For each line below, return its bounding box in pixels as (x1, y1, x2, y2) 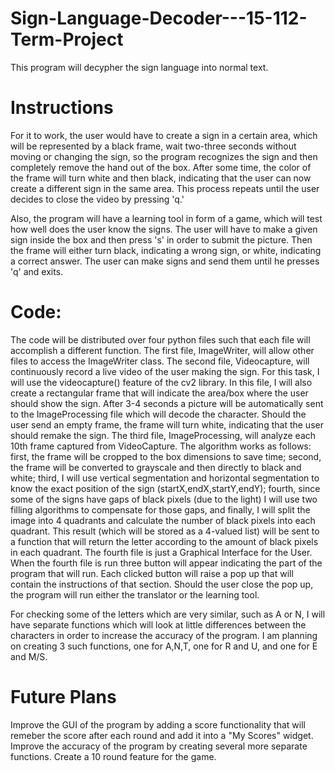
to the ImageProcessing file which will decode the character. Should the (10, 408, 307, 420)
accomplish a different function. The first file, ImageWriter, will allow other (10, 344, 315, 356)
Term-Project (10, 28, 124, 51)
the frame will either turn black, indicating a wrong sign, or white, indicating (10, 244, 322, 256)
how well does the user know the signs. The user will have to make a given (10, 223, 318, 235)
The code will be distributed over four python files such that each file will (10, 333, 311, 346)
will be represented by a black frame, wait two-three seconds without (10, 140, 297, 152)
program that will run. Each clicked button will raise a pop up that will (10, 567, 294, 579)
